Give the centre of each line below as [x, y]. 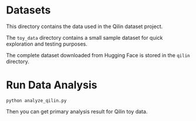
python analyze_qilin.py [36, 101]
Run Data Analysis [52, 85]
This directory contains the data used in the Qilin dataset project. [85, 26]
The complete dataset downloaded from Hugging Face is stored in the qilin [98, 55]
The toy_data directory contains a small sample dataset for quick [85, 37]
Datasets [28, 10]
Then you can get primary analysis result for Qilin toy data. [77, 111]
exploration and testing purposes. [47, 44]
